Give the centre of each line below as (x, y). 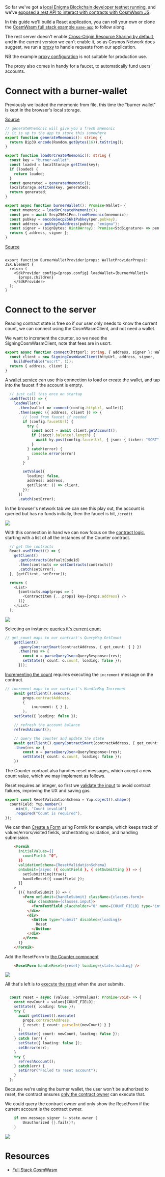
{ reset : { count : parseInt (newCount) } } (67, 1025)
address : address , (46, 481)
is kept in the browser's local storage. (43, 110)
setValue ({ (34, 472)
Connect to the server (51, 310)
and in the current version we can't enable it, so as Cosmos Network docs (80, 42)
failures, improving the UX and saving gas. (48, 791)
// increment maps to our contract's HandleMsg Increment (66, 689)
